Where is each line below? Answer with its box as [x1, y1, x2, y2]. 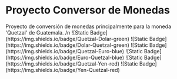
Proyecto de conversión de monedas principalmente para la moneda [5, 23, 172, 30]
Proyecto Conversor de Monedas [5, 4, 170, 17]
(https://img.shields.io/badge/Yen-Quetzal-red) [5, 66, 120, 73]
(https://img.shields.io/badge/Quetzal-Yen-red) [5, 60, 120, 67]
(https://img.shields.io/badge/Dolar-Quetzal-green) [5, 42, 130, 49]
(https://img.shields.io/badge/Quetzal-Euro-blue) [5, 47, 125, 54]
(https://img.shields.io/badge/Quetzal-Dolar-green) [5, 35, 130, 42]
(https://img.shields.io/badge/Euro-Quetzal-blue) [5, 54, 125, 61]
